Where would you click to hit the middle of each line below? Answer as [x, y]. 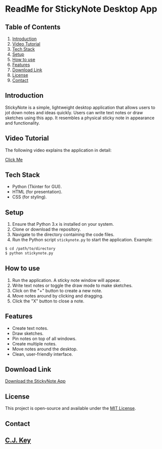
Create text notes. [30, 328]
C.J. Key [18, 440]
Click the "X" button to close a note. [48, 301]
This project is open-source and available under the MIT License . [71, 408]
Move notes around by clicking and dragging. [58, 296]
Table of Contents [33, 27]
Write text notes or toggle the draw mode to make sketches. [72, 285]
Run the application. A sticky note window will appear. [66, 280]
